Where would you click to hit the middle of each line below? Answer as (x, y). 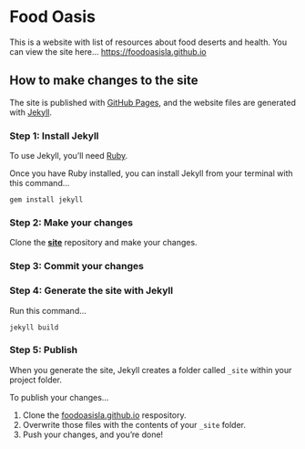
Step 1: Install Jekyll (54, 136)
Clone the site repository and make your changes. (103, 243)
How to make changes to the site (104, 81)
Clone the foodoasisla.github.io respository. (104, 415)
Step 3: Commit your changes (76, 266)
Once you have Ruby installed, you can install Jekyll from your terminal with (151, 173)
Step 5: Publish (44, 350)
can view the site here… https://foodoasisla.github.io (108, 51)
